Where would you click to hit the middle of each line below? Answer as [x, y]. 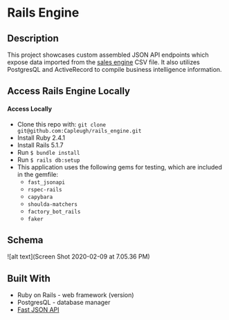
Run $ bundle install [48, 152]
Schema [25, 240]
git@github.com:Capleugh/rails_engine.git [79, 131]
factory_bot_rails [54, 211]
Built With [29, 278]
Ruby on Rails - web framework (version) [75, 295]
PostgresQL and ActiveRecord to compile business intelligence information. [115, 69]
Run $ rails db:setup [48, 160]
